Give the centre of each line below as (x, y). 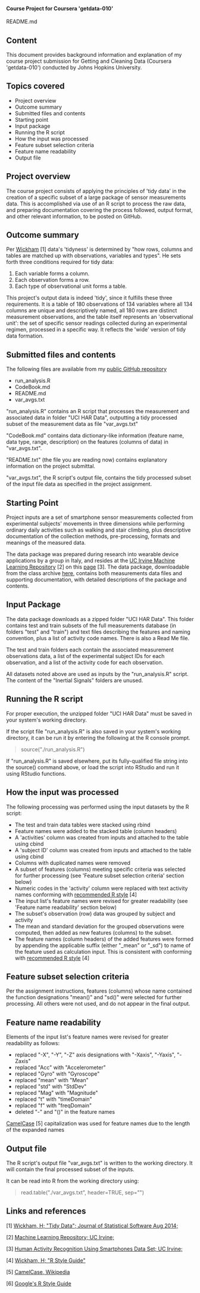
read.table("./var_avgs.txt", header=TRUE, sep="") (82, 1192)
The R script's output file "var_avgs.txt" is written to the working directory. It (99, 1163)
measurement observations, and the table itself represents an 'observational (100, 317)
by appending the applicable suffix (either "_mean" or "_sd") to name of (103, 945)
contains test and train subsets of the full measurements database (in (91, 625)
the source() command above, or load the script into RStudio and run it (93, 767)
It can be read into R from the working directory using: (73, 1181)
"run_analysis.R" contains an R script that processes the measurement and (98, 411)
